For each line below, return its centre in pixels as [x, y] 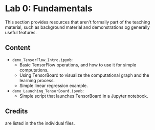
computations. [34, 70]
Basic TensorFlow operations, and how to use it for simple [78, 65]
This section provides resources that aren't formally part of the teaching [77, 22]
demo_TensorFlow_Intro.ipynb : [43, 60]
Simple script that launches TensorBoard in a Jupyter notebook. [84, 96]
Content [18, 48]
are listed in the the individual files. [40, 123]
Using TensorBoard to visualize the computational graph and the [84, 75]
